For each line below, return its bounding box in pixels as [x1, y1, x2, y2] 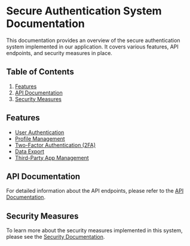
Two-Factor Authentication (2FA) [14, 141, 96, 148]
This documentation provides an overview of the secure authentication [6, 37, 180, 44]
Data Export [14, 148, 45, 155]
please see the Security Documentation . [6, 233, 105, 241]
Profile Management [14, 135, 65, 142]
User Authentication [14, 129, 65, 136]
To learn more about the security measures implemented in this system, [6, 227, 183, 234]
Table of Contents [6, 67, 75, 77]
